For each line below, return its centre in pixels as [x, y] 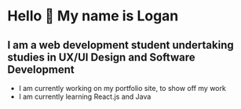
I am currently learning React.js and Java [85, 96]
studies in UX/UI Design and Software [101, 57]
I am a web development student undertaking [121, 45]
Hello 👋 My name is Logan [93, 16]
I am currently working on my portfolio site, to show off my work [122, 88]
